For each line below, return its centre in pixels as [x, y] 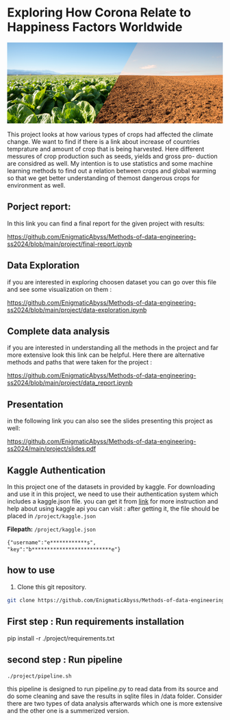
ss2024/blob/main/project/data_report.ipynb [70, 383]
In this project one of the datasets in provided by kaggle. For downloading [111, 487]
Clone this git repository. [52, 586]
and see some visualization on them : [60, 289]
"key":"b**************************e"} [64, 549]
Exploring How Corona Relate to [99, 13]
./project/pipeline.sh [39, 676]
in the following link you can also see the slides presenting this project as [110, 421]
